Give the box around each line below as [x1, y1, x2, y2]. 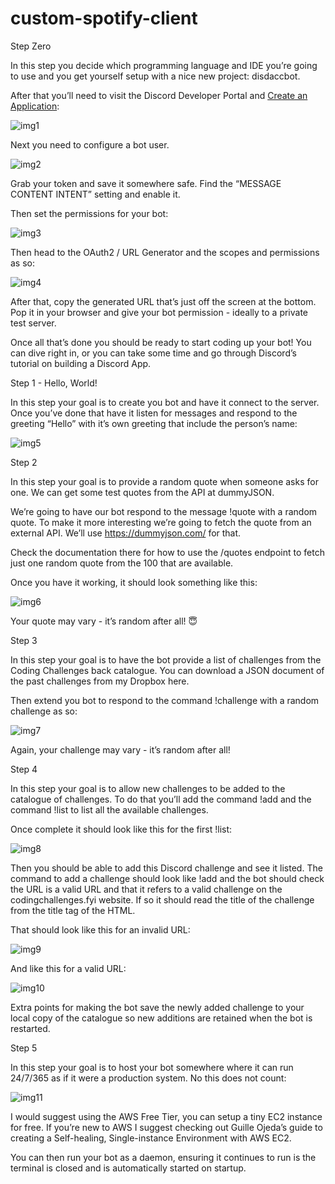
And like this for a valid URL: [10, 962, 127, 974]
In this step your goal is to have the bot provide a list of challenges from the [10, 653, 322, 666]
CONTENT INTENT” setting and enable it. [10, 188, 181, 200]
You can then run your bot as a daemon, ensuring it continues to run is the [10, 1151, 317, 1163]
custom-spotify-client [10, 7, 198, 30]
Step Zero [10, 40, 52, 52]
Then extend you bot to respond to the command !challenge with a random [10, 694, 320, 706]
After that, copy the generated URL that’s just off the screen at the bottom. [10, 295, 317, 307]
